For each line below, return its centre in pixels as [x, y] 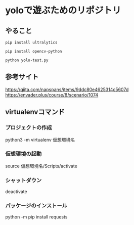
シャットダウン [24, 180]
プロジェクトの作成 [29, 128]
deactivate [16, 192]
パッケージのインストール [36, 206]
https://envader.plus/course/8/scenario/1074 [52, 95]
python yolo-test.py [27, 60]
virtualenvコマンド [35, 112]
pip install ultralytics [31, 42]
